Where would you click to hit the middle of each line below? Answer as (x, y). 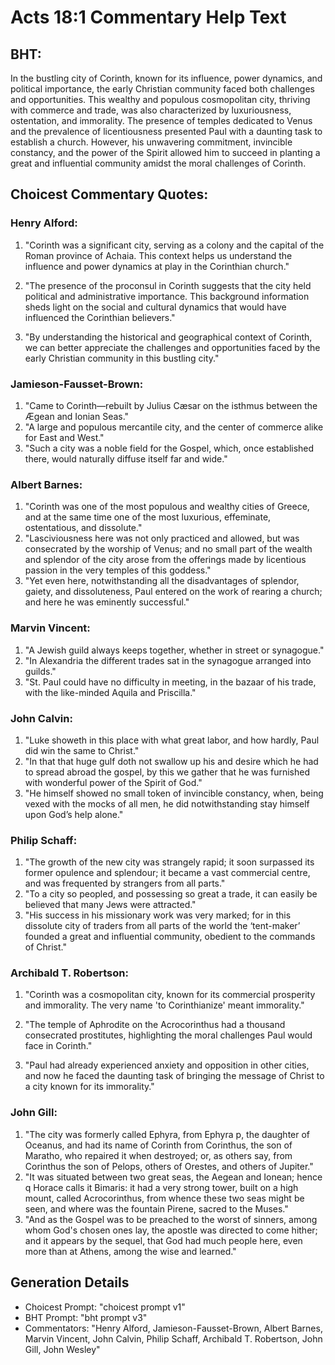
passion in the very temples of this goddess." (118, 570)
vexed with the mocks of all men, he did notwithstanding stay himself (167, 803)
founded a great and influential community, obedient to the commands (170, 937)
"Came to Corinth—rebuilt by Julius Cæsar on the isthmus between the (171, 405)
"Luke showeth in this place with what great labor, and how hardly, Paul (172, 740)
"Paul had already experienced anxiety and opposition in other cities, (167, 1065)
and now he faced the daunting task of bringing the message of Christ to (174, 1076)
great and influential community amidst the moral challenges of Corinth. (158, 163)
